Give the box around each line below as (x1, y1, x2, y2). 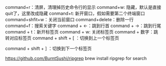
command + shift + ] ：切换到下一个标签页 (5, 46, 92, 51)
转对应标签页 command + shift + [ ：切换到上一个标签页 (5, 35, 120, 41)
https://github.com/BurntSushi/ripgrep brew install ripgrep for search (5, 56, 147, 61)
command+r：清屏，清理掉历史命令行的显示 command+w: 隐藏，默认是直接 (5, 4, 162, 10)
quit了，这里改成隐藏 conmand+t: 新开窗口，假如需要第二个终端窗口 (5, 10, 146, 16)
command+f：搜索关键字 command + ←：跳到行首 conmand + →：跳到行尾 (5, 23, 162, 29)
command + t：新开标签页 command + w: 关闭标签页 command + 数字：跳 (5, 29, 159, 34)
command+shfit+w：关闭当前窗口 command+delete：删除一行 (5, 17, 134, 22)
